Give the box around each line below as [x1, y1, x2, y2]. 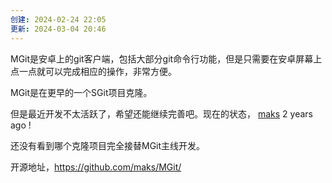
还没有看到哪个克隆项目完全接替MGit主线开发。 [10, 139, 206, 151]
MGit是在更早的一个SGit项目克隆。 [10, 86, 153, 98]
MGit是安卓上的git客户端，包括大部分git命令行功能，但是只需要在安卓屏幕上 [10, 52, 323, 65]
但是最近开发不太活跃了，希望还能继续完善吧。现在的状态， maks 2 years [10, 107, 313, 120]
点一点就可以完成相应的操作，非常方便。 [10, 65, 177, 77]
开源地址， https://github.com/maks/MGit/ [10, 161, 182, 173]
